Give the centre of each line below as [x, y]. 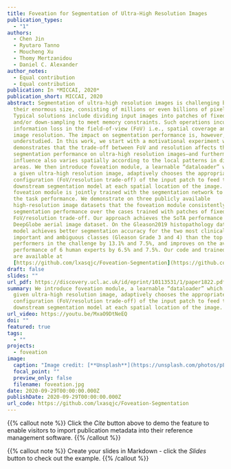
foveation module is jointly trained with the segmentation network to [118, 193]
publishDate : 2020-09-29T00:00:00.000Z [64, 397]
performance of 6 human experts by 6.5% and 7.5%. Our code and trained [120, 250]
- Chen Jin [29, 39]
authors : [20, 33]
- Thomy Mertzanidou [43, 58]
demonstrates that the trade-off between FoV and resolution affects [115, 148]
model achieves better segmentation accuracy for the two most [106, 231]
